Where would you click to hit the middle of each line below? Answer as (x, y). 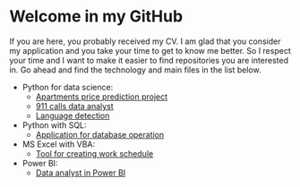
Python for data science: (68, 87)
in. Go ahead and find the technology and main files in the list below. (135, 70)
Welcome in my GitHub (96, 17)
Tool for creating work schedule (94, 153)
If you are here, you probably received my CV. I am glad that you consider (145, 41)
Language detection (73, 115)
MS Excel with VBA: (59, 144)
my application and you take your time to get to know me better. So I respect (150, 50)
